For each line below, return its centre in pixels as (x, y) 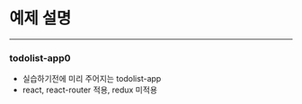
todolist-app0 (40, 57)
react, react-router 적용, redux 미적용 (90, 90)
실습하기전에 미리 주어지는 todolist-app (92, 79)
